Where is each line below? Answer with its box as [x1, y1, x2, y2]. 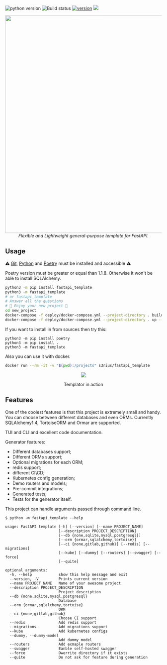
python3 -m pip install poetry [5, 336, 70, 341]
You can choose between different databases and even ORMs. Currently [5, 414, 154, 420]
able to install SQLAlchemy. [5, 275, 61, 281]
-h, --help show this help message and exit [9, 572, 128, 577]
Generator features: [5, 439, 46, 445]
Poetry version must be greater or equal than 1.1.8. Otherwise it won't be [5, 270, 153, 276]
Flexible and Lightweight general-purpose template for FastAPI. [18, 233, 149, 238]
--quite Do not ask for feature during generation [9, 655, 148, 660]
